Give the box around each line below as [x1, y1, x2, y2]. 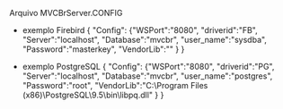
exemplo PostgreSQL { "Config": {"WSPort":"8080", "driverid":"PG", [22, 62, 275, 71]
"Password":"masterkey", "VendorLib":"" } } [22, 44, 185, 54]
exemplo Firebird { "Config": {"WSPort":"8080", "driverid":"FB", [22, 25, 258, 35]
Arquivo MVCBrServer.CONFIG [9, 8, 123, 18]
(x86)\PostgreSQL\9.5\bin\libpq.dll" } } [22, 89, 164, 100]
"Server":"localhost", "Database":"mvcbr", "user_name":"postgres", [22, 71, 273, 81]
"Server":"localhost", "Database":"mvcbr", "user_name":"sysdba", [22, 35, 268, 45]
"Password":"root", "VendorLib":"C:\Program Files [22, 80, 208, 90]
